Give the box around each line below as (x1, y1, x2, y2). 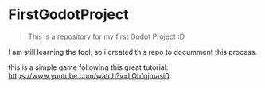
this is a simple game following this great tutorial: (8, 62, 169, 72)
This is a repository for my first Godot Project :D (27, 32, 185, 41)
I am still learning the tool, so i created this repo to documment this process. (8, 47, 257, 56)
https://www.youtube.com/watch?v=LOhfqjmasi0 (8, 71, 170, 80)
